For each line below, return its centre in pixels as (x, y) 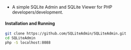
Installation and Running (30, 23)
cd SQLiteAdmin (20, 38)
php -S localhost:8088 (28, 42)
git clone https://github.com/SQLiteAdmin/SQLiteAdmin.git (66, 33)
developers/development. (38, 12)
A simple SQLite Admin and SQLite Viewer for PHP (62, 7)
